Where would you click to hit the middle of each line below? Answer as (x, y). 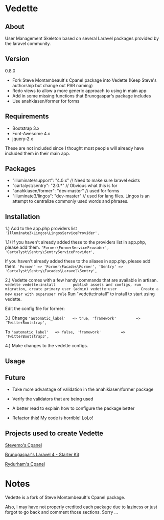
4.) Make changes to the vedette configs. (47, 346)
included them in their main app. (37, 153)
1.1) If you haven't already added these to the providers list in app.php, (76, 242)
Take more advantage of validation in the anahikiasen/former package (83, 389)
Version (17, 59)
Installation (23, 217)
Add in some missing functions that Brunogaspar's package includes (82, 95)
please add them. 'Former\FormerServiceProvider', (57, 247)
